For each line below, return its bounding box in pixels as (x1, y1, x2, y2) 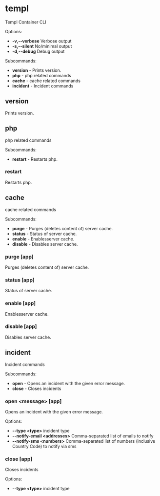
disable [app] (5, 323, 38, 330)
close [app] (5, 455, 33, 462)
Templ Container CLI (5, 19, 46, 25)
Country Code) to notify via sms (12, 443, 77, 449)
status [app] (5, 277, 35, 283)
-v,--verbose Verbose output (12, 38, 72, 44)
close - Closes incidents (12, 386, 61, 391)
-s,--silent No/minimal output (12, 43, 72, 49)
